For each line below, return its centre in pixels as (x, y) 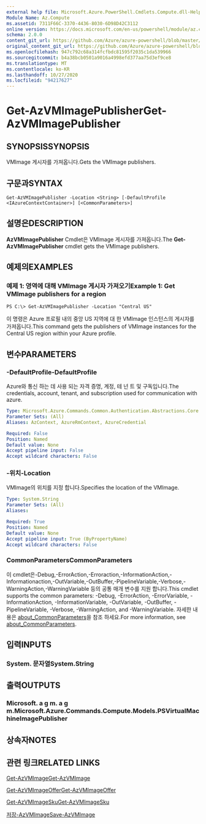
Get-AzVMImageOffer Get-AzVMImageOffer (61, 790)
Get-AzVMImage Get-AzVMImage (48, 778)
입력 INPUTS (29, 645)
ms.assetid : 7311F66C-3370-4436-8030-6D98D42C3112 (72, 23)
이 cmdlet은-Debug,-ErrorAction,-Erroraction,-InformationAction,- (89, 574)
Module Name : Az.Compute (38, 18)
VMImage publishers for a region (56, 294)
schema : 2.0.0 (25, 35)
